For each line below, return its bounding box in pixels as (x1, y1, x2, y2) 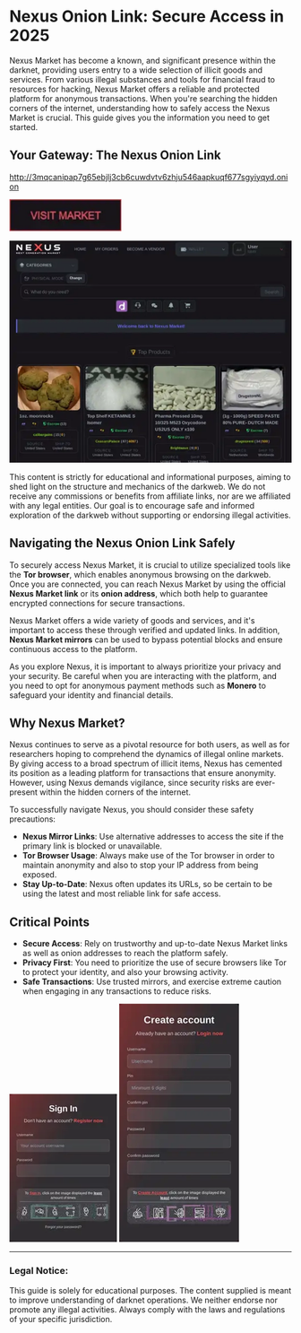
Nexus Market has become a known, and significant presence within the (9, 55, 276, 65)
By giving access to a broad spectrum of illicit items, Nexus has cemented (9, 758, 283, 769)
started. (9, 121, 39, 132)
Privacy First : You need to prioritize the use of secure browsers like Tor (21, 957, 287, 968)
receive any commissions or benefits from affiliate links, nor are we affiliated (9, 491, 291, 501)
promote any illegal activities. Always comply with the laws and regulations (9, 1303, 286, 1315)
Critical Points (9, 914, 90, 929)
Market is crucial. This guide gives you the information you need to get (9, 112, 271, 123)
